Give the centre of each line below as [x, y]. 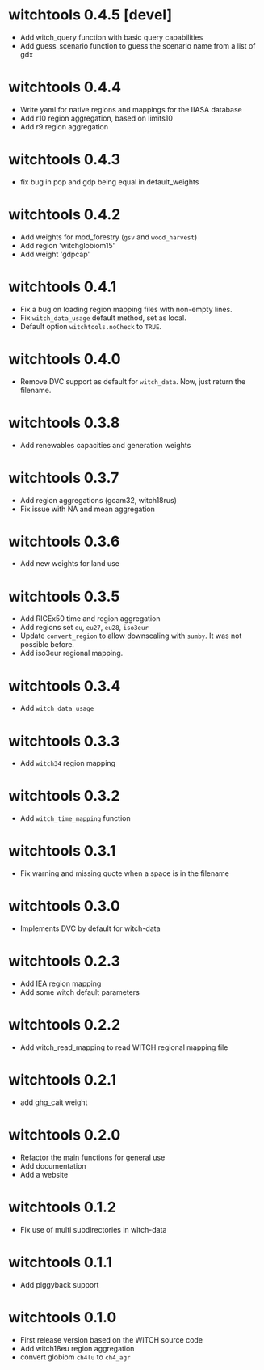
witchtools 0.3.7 [64, 478]
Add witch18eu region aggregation [77, 1348]
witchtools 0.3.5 [64, 596]
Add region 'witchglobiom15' [67, 245]
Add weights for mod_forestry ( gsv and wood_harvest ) [109, 237]
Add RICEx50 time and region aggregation [90, 619]
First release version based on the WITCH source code [111, 1339]
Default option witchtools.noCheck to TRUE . [91, 326]
